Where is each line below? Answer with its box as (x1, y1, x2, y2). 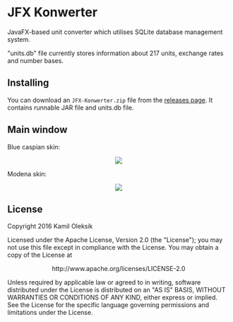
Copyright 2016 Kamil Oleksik (7, 222, 93, 231)
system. (7, 35, 30, 43)
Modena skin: (7, 169, 47, 178)
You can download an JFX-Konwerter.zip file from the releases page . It (7, 96, 213, 104)
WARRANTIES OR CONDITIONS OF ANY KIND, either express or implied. (7, 293, 217, 301)
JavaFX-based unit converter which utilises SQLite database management (7, 28, 223, 36)
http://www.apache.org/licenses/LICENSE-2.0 (52, 265, 186, 273)
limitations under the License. (7, 309, 93, 317)
